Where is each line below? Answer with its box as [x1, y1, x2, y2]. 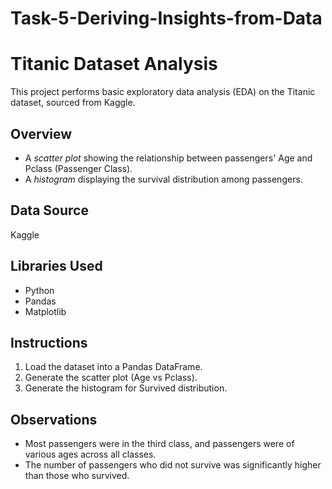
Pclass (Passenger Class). [24, 162, 133, 174]
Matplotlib [24, 305, 67, 317]
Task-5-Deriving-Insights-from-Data [10, 7, 323, 30]
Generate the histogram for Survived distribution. [24, 382, 228, 394]
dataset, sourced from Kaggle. [10, 97, 136, 109]
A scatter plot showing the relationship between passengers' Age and [24, 152, 313, 164]
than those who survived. [24, 470, 130, 482]
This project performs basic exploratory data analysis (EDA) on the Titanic [10, 86, 316, 98]
